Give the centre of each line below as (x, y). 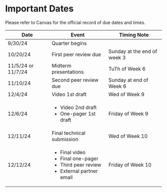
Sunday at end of (128, 80)
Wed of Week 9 (126, 94)
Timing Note (134, 34)
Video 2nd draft (78, 107)
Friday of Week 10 (130, 165)
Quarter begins (69, 43)
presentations (68, 72)
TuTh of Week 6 (127, 69)
